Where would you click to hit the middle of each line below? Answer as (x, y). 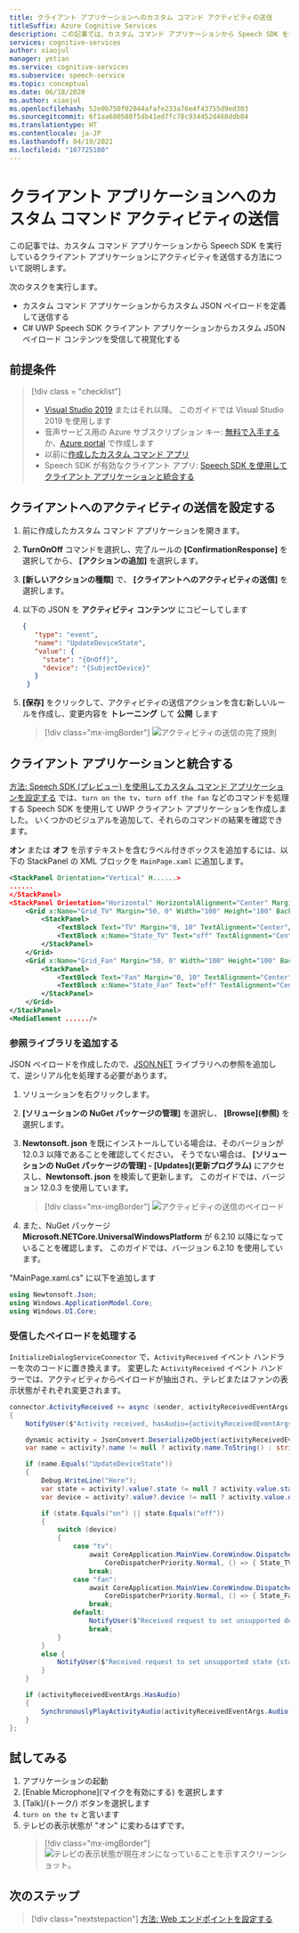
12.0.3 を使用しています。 (86, 1188)
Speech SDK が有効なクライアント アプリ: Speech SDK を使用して (166, 466)
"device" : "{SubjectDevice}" (96, 668)
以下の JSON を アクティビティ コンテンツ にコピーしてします (135, 610)
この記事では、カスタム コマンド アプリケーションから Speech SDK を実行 (146, 245)
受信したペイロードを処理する (73, 1336)
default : (89, 1612)
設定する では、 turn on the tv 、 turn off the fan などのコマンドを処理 (157, 797)
